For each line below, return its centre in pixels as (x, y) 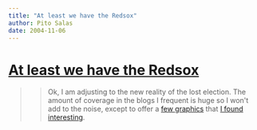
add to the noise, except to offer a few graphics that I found (145, 109)
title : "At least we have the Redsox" (73, 16)
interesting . (66, 117)
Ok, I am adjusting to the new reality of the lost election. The (146, 92)
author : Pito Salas (41, 23)
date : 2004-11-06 (37, 30)
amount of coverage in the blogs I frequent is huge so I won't (148, 100)
